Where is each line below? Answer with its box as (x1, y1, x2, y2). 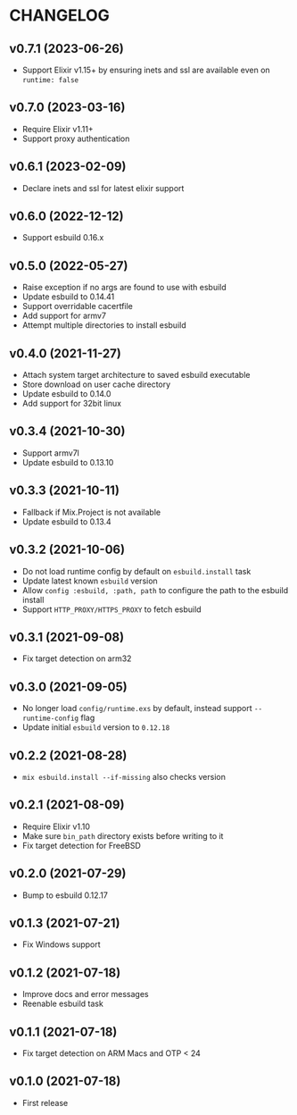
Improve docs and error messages (21, 989, 149, 1000)
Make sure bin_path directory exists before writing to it (21, 830, 224, 841)
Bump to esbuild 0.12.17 (21, 890, 109, 901)
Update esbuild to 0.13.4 (21, 516, 111, 527)
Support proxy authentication (21, 133, 130, 144)
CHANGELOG (9, 5, 110, 26)
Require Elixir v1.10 (21, 821, 91, 832)
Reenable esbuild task (21, 998, 104, 1010)
